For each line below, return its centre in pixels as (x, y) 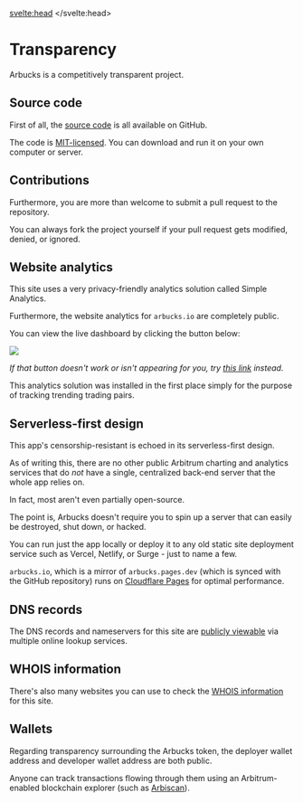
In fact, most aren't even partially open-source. (97, 500)
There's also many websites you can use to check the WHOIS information (147, 691)
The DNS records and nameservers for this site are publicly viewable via (144, 631)
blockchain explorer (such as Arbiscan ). (115, 788)
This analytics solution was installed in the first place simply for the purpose (151, 386)
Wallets (31, 729)
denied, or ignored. (45, 239)
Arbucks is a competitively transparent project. (96, 74)
